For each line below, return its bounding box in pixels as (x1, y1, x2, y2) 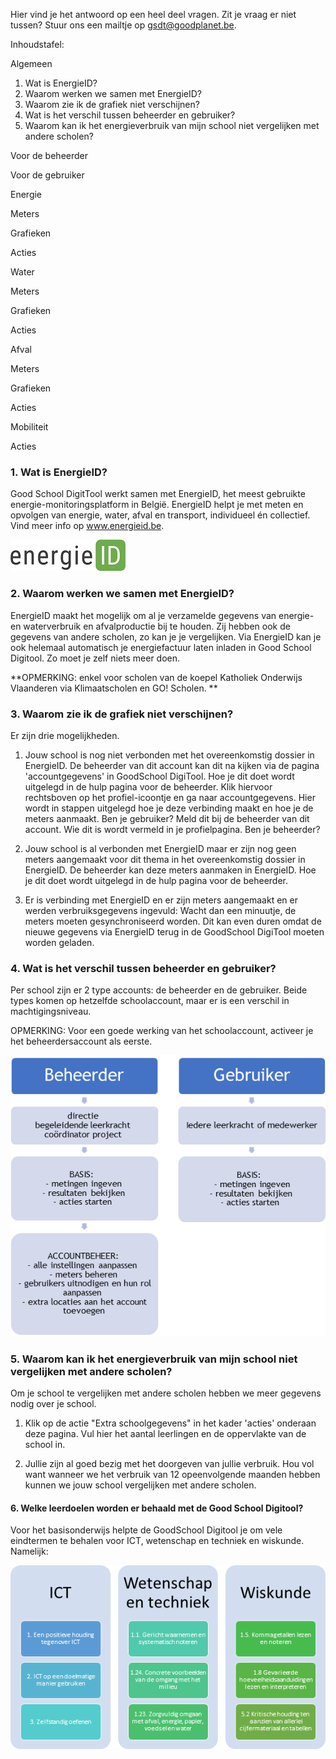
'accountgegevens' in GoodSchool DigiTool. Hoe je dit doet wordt (24, 770, 295, 782)
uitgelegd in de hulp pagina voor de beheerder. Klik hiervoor (24, 780, 273, 793)
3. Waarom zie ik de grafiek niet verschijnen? (10, 707, 234, 721)
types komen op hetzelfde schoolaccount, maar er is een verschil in (10, 995, 290, 1007)
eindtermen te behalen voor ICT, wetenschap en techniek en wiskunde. (10, 1535, 305, 1547)
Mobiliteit (10, 421, 49, 433)
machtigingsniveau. (10, 1005, 92, 1018)
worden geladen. (24, 936, 95, 948)
